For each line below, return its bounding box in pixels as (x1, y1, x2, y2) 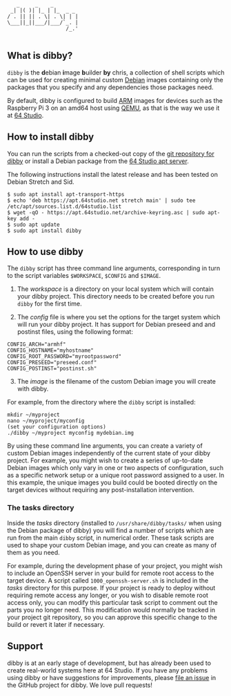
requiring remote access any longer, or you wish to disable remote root (7, 591, 209, 599)
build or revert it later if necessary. (7, 620, 105, 628)
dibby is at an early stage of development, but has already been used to (7, 659, 212, 667)
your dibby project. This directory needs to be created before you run (17, 292, 215, 301)
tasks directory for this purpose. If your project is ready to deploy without (7, 583, 216, 592)
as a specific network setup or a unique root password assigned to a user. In (7, 471, 225, 480)
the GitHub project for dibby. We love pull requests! (7, 681, 153, 689)
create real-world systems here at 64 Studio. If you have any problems (7, 666, 208, 675)
